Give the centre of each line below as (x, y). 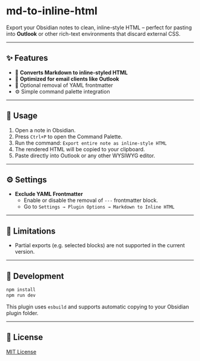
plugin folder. (22, 313)
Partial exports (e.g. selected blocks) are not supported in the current (100, 245)
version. (25, 252)
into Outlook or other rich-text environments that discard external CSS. (93, 33)
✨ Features (27, 58)
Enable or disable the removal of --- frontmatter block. (91, 200)
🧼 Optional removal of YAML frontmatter (64, 85)
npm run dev (21, 295)
